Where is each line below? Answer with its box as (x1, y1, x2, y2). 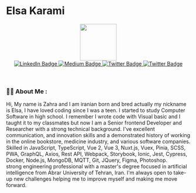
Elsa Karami (6, 4, 65, 18)
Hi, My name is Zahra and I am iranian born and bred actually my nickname (6, 101, 187, 108)
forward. (6, 182, 27, 189)
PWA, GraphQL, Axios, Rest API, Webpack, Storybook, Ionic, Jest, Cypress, (6, 151, 188, 158)
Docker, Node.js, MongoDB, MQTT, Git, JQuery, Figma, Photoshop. (6, 157, 168, 164)
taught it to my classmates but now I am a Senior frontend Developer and (6, 119, 183, 127)
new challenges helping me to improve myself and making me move (13, 175, 177, 182)
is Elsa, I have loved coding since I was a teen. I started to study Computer (6, 107, 185, 114)
